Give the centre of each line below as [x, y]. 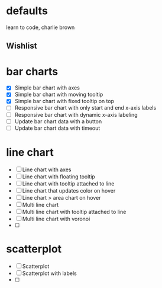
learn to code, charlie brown [41, 27]
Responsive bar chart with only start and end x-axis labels [85, 108]
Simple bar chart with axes [47, 88]
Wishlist [22, 46]
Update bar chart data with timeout [57, 128]
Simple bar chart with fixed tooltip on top [64, 101]
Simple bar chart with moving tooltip [59, 95]
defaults [27, 11]
